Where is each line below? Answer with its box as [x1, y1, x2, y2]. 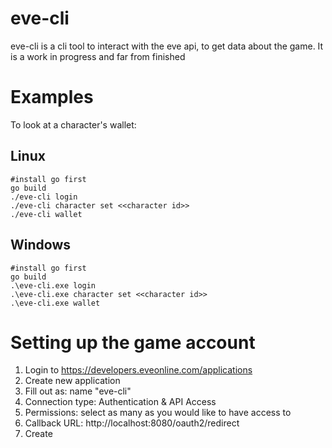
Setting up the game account [10, 331, 256, 354]
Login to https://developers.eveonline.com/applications [24, 364, 253, 376]
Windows [10, 237, 71, 254]
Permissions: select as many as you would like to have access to [24, 407, 292, 419]
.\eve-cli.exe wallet [10, 298, 101, 308]
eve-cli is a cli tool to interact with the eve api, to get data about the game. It [10, 40, 324, 52]
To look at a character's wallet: [10, 118, 137, 131]
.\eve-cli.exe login [10, 280, 97, 291]
